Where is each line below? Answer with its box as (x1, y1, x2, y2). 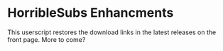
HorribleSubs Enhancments (7, 5, 174, 21)
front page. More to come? (7, 35, 86, 43)
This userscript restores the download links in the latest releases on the (7, 28, 217, 36)
